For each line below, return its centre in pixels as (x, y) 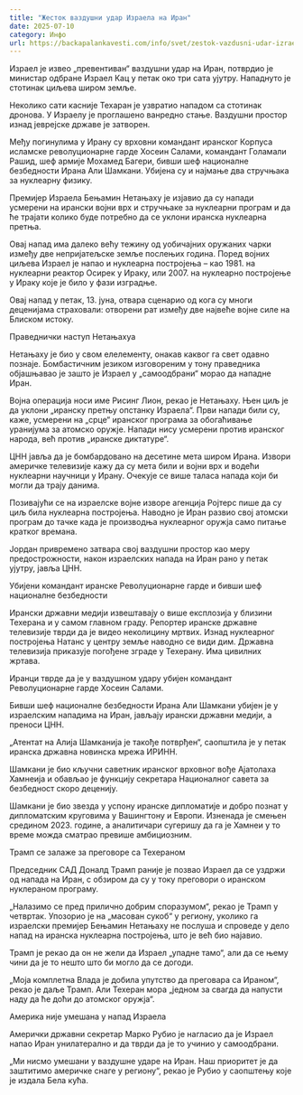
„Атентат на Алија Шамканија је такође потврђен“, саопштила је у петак (148, 743)
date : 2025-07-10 (42, 26)
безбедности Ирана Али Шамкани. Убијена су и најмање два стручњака (149, 171)
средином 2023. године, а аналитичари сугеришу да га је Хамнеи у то (145, 825)
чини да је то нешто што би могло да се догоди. (101, 962)
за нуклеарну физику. (51, 181)
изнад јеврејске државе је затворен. (80, 125)
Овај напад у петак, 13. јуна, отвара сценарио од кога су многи (131, 300)
